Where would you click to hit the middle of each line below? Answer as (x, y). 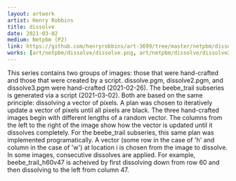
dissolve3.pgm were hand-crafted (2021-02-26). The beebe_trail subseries (116, 88)
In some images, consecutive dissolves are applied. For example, (101, 154)
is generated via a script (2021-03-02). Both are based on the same (105, 95)
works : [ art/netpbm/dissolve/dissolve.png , (72, 53)
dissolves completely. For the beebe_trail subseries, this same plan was (111, 132)
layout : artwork (31, 14)
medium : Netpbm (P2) (38, 40)
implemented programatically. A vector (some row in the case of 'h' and (111, 140)
